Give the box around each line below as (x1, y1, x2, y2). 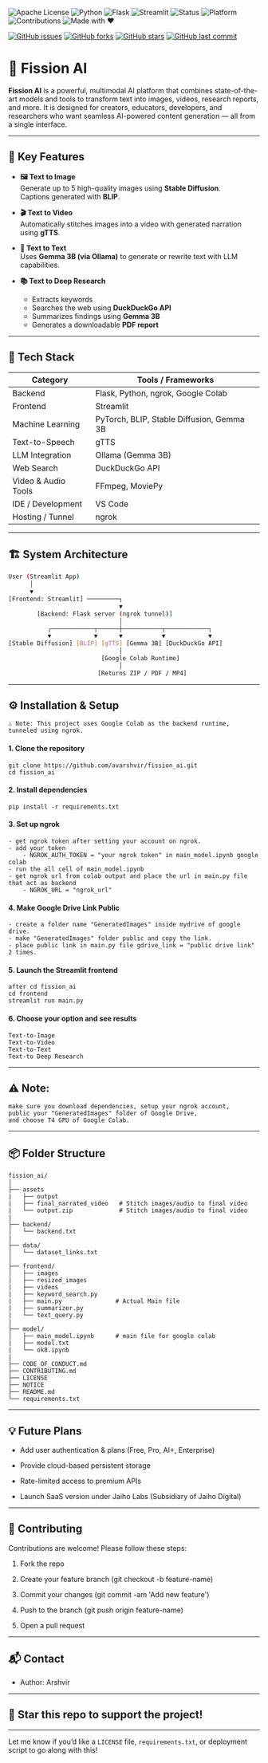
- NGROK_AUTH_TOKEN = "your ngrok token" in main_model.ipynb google (22, 852, 259, 860)
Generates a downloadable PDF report (31, 320, 160, 329)
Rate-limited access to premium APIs (19, 1476, 142, 1486)
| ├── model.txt (8, 1340, 69, 1348)
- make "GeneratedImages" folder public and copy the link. (8, 935, 213, 942)
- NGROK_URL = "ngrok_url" (22, 886, 112, 895)
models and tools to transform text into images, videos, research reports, (18, 94, 259, 104)
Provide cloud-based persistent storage (19, 1461, 152, 1470)
